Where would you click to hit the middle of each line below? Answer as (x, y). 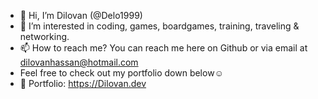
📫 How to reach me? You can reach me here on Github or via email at (163, 48)
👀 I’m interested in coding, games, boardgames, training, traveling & (159, 26)
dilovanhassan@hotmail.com (79, 62)
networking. (44, 36)
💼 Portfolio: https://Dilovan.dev (83, 83)
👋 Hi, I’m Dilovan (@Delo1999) (81, 15)
